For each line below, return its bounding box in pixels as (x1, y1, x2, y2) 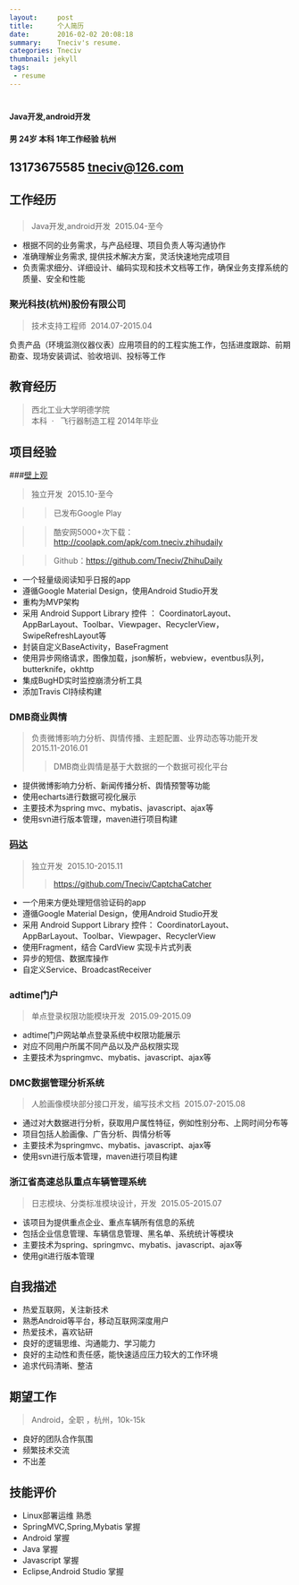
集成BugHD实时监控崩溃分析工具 (21, 675, 143, 686)
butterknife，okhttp (21, 664, 95, 675)
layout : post (9, 13, 74, 22)
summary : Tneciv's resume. (9, 38, 122, 47)
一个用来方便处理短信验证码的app (21, 897, 146, 908)
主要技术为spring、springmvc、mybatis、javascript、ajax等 (21, 1239, 243, 1249)
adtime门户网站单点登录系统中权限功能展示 (21, 1030, 181, 1041)
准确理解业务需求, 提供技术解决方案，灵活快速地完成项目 (21, 251, 230, 262)
